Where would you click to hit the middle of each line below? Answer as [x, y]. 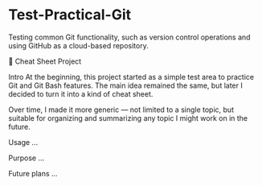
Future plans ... [33, 173]
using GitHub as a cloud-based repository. [78, 45]
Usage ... [23, 142]
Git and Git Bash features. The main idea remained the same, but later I [125, 85]
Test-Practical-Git [70, 15]
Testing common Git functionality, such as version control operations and [129, 37]
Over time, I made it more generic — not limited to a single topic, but [121, 110]
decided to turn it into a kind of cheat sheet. [81, 93]
